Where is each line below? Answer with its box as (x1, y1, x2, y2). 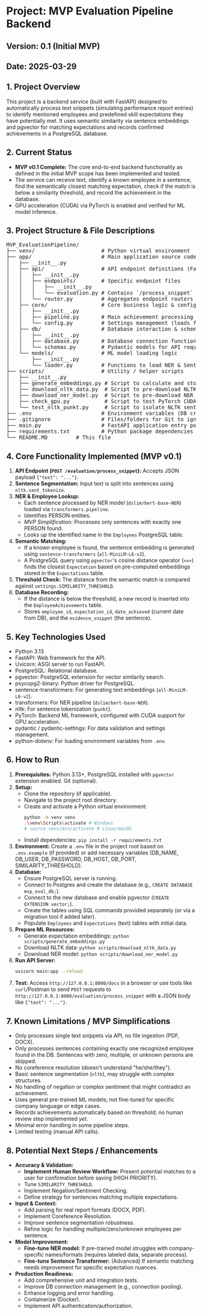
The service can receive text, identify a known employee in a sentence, (14, 176, 192, 183)
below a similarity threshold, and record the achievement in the (14, 188, 171, 196)
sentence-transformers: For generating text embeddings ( (14, 686, 159, 694)
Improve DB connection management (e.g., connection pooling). (23, 1282, 183, 1290)
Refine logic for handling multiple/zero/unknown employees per (23, 1225, 182, 1233)
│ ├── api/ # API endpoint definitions (6, 266, 185, 272)
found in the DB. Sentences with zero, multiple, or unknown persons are (14, 1051, 194, 1059)
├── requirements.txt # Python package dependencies (6, 428, 194, 435)
